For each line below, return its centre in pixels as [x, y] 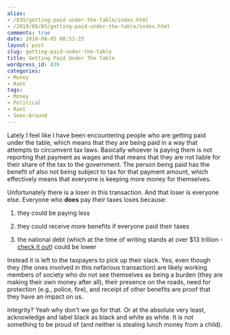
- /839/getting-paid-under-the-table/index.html [78, 20]
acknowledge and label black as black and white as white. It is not [100, 317]
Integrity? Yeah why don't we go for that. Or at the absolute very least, [106, 310]
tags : [15, 90]
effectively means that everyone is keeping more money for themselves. [109, 178]
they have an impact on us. [45, 297]
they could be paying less [54, 213]
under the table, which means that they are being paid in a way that [102, 142]
